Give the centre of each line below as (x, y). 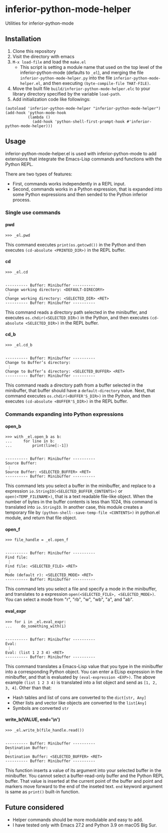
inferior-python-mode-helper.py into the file (66, 78)
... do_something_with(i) (36, 626)
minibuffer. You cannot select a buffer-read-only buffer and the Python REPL (85, 776)
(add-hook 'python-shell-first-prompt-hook (78, 122)
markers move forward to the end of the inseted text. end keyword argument (84, 786)
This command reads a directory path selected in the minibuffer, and (76, 312)
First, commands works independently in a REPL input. (69, 183)
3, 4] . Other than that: (28, 688)
